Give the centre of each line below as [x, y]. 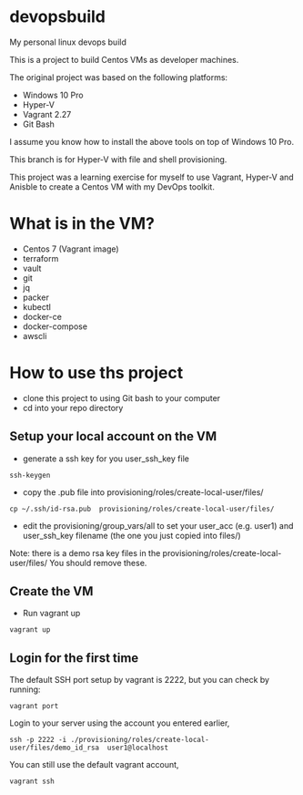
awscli [35, 336]
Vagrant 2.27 [47, 114]
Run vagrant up [51, 614]
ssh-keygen [30, 475]
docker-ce [42, 316]
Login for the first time [74, 658]
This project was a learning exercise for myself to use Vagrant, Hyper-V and [151, 177]
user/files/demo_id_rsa [55, 748]
